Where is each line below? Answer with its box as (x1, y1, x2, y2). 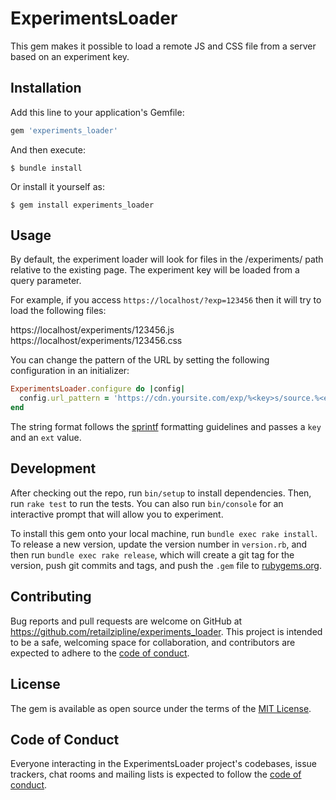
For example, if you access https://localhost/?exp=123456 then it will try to (10, 294, 322, 306)
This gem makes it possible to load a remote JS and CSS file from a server (10, 40, 317, 52)
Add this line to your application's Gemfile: (10, 106, 185, 118)
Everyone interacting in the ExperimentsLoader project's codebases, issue (10, 758, 317, 770)
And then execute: (10, 143, 86, 156)
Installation (10, 80, 82, 97)
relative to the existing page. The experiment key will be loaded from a (10, 264, 300, 276)
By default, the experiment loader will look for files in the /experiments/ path (10, 253, 324, 266)
